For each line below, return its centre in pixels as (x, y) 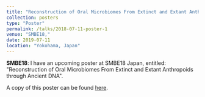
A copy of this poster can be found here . (57, 87)
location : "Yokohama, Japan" (43, 46)
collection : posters (33, 18)
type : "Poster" (26, 23)
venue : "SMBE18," (28, 35)
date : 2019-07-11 (28, 40)
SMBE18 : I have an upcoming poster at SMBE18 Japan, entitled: (86, 63)
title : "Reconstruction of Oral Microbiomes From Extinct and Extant (97, 12)
